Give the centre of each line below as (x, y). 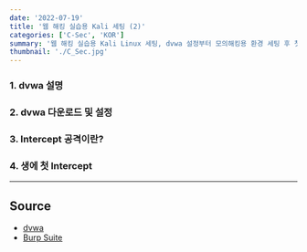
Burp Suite (42, 237)
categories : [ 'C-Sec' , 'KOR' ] (67, 35)
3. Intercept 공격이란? (57, 139)
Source (31, 206)
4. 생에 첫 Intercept (51, 165)
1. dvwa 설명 (37, 86)
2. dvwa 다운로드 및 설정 (61, 112)
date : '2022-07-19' (47, 18)
